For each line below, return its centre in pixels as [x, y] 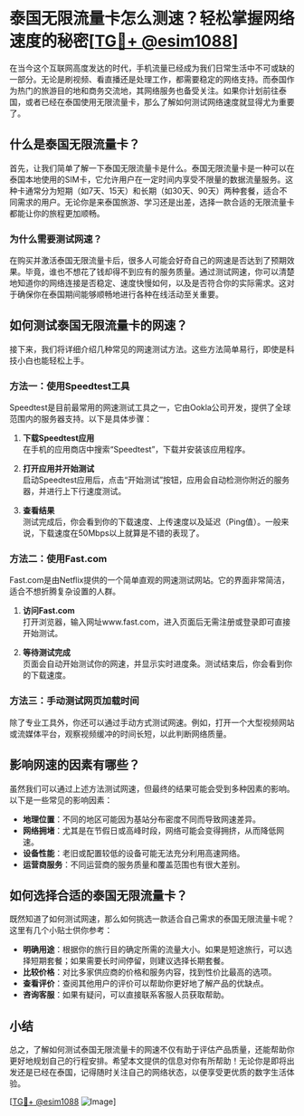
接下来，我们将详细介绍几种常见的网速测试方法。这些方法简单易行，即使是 [148, 348]
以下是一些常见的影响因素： [61, 800]
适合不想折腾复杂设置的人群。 [65, 591]
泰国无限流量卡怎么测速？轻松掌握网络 [152, 19]
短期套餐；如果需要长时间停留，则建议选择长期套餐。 [129, 961]
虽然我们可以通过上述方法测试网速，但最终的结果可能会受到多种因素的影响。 [152, 788]
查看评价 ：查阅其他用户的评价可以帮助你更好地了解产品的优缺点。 [145, 984]
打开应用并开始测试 [58, 469]
